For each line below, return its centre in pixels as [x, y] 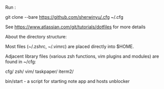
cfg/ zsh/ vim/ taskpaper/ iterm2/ [39, 71]
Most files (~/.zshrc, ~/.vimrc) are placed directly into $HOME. [70, 47]
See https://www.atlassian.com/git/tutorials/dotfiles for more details [75, 27]
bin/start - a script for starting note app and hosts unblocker [67, 81]
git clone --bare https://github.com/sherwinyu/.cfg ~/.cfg [64, 17]
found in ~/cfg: [21, 62]
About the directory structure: [36, 37]
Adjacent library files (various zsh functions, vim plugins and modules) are [82, 56]
